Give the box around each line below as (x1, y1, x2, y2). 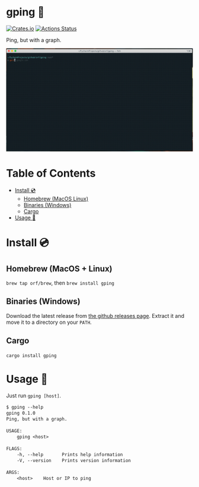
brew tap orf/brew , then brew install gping (6, 279, 114, 287)
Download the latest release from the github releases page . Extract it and (6, 312, 185, 319)
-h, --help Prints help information (17, 451, 123, 457)
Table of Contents (6, 167, 96, 180)
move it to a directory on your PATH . (6, 319, 92, 326)
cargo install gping (6, 352, 57, 358)
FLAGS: (6, 445, 23, 451)
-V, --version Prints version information (17, 457, 131, 463)
